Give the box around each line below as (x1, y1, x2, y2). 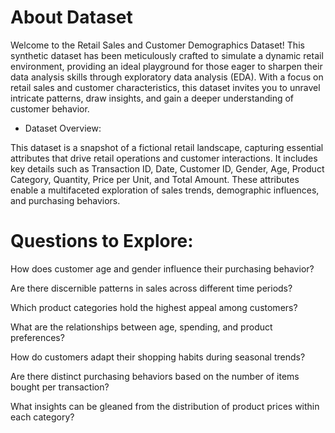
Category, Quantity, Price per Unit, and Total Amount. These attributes (10, 173, 300, 185)
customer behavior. (10, 102, 90, 115)
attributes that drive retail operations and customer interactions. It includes (10, 152, 318, 164)
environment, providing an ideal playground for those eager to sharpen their (10, 60, 323, 72)
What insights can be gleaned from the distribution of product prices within (10, 400, 320, 412)
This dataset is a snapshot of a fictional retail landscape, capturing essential (10, 141, 324, 153)
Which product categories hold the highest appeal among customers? (10, 301, 298, 313)
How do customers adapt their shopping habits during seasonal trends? (10, 351, 306, 363)
